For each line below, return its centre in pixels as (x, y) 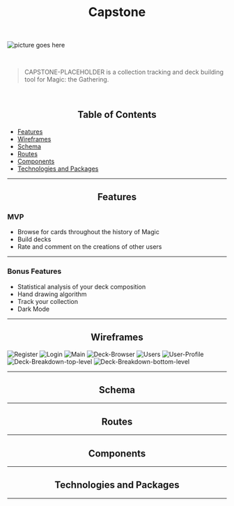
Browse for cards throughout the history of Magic (88, 232)
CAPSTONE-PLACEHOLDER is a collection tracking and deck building (124, 72)
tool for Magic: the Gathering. (67, 79)
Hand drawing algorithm (52, 294)
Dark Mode (33, 309)
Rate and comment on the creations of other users (89, 247)
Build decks (34, 239)
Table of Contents (117, 115)
